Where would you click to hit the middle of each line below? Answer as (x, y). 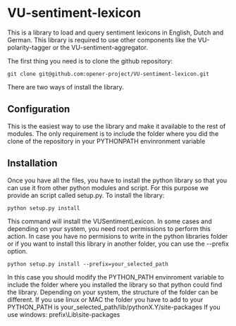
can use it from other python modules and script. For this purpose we (108, 187)
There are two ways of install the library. (66, 87)
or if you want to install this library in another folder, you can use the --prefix (118, 244)
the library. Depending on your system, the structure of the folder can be (113, 292)
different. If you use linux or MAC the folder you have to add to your (105, 299)
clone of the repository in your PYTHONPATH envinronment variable (106, 141)
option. (18, 251)
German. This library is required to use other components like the (102, 39)
